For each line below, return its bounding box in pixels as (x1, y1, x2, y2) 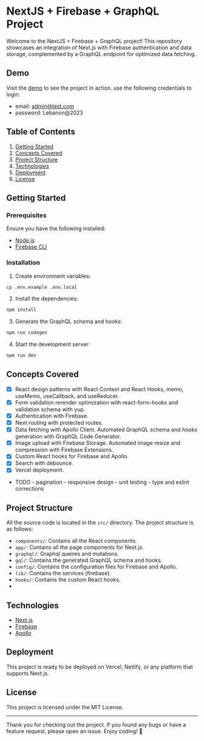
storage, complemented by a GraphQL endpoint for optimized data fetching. (6, 50, 196, 57)
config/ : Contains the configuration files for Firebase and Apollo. (15, 563, 178, 570)
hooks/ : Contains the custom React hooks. (15, 576, 121, 583)
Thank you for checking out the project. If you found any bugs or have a (6, 721, 186, 728)
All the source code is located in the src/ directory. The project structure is (6, 519, 194, 526)
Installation (6, 258, 41, 267)
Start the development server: (15, 341, 90, 348)
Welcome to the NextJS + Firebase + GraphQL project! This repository (6, 37, 182, 44)
